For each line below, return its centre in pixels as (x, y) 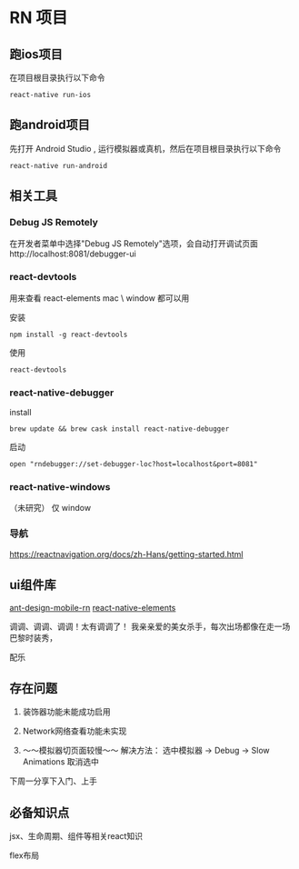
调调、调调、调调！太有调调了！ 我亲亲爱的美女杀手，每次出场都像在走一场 (150, 626)
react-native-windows (60, 487)
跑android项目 (50, 125)
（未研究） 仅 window (50, 508)
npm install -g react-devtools (69, 335)
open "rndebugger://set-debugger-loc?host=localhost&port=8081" (134, 464)
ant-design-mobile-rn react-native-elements (93, 607)
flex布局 (25, 855)
